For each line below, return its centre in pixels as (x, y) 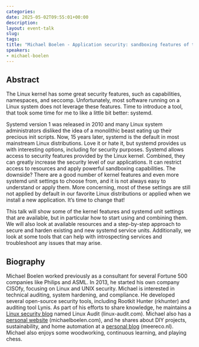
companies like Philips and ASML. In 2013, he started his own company (93, 282)
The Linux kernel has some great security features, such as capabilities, (94, 94)
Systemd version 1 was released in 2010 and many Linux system (84, 125)
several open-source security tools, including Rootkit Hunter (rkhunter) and (98, 301)
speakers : (18, 50)
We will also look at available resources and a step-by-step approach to (94, 224)
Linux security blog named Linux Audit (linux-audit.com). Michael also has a (99, 314)
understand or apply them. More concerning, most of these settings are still (98, 187)
